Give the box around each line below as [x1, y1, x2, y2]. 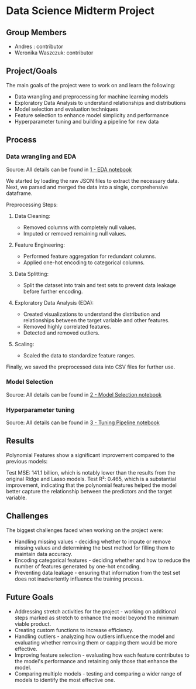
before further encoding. [23, 288, 83, 295]
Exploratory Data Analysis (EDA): [14, 299, 94, 306]
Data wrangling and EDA [6, 152, 77, 161]
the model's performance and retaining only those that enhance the [14, 657, 178, 664]
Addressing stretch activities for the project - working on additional [14, 608, 177, 615]
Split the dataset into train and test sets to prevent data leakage [23, 281, 177, 288]
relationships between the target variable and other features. [23, 316, 170, 323]
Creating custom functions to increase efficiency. [14, 626, 133, 633]
